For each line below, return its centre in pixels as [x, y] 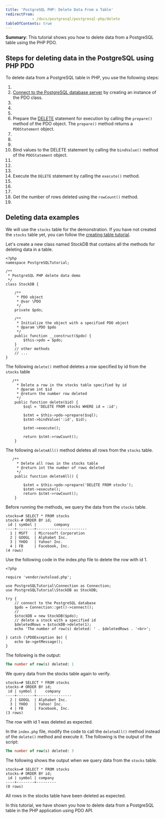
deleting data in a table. [29, 249]
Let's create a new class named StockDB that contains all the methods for [80, 244]
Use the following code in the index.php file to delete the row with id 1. [77, 559]
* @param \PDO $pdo [36, 327]
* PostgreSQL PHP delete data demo [44, 275]
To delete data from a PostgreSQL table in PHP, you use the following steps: [82, 78]
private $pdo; [29, 310]
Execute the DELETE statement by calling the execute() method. [76, 176]
